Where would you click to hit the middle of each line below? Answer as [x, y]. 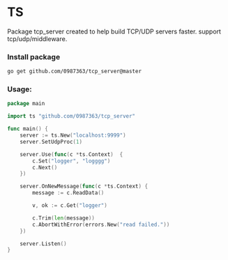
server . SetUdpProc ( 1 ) [51, 142]
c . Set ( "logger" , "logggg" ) [71, 161]
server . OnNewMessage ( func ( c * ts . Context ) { [84, 186]
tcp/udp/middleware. [37, 38]
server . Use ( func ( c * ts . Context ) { [71, 154]
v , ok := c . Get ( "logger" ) [70, 206]
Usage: [20, 89]
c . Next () [45, 167]
